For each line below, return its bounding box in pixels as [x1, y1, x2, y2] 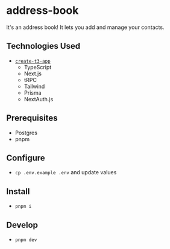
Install [6, 186, 30, 197]
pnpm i [14, 203, 32, 210]
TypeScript [24, 63, 52, 71]
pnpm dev [14, 237, 37, 243]
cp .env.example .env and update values [14, 169, 117, 176]
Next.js [24, 70, 42, 77]
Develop [6, 219, 38, 230]
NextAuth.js [24, 95, 54, 102]
